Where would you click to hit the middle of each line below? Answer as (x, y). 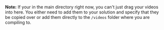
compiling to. (18, 22)
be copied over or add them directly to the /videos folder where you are (78, 17)
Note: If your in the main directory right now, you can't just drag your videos (82, 7)
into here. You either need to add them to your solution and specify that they (82, 12)
